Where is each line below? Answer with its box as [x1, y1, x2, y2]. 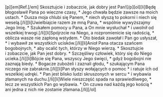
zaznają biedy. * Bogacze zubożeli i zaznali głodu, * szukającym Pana [5, 61, 145, 66]
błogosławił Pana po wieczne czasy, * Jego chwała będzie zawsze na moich [5, 9, 158, 15]
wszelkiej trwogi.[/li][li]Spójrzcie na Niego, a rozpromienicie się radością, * [5, 30, 155, 35]
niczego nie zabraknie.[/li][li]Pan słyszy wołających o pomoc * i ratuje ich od [5, 66, 158, 72]
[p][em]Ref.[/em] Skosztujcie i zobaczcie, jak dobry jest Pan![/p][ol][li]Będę [5, 4, 156, 10]
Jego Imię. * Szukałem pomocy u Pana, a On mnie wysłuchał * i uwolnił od [5, 25, 154, 31]
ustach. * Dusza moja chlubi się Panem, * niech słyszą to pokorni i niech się [5, 15, 157, 20]
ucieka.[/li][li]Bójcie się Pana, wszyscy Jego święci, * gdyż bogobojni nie [5, 56, 152, 61]
